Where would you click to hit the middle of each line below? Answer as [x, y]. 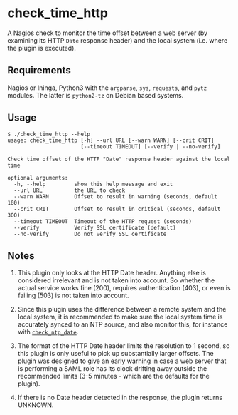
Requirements [39, 70]
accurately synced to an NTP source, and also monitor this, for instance [123, 324]
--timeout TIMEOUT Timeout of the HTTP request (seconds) [103, 221]
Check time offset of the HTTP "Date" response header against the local [119, 159]
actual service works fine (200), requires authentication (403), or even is [124, 288]
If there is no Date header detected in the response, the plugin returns [120, 398]
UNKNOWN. [36, 405]
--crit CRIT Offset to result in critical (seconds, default [117, 209]
